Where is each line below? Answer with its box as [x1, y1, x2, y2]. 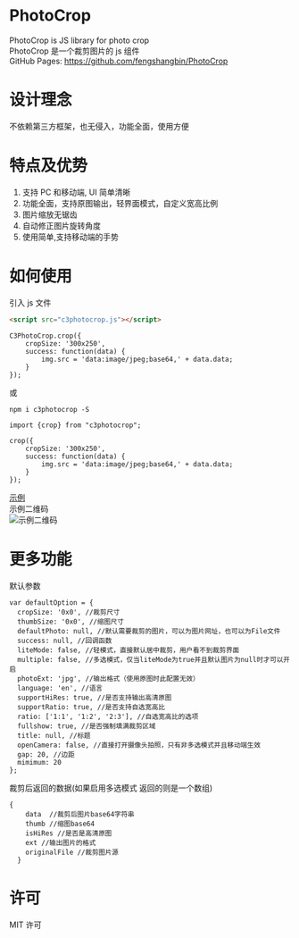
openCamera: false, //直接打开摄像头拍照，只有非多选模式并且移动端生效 [17, 741, 262, 750]
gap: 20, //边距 [17, 750, 75, 759]
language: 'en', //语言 [17, 683, 103, 692]
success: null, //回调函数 [17, 636, 112, 645]
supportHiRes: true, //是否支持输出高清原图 [17, 693, 172, 702]
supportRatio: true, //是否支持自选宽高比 [17, 702, 165, 711]
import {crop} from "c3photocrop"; [9, 421, 142, 430]
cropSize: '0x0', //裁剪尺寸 [17, 607, 120, 616]
